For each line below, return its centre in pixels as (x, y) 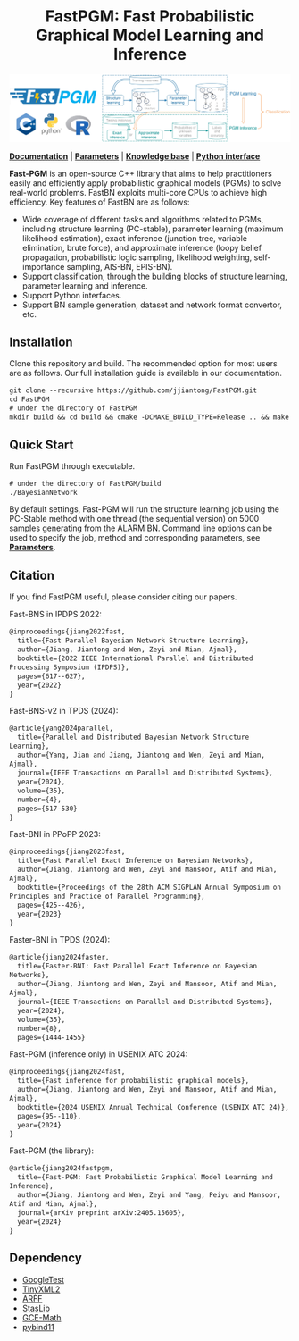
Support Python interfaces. (72, 295)
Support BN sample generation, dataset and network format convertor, (152, 305)
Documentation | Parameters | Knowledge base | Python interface (135, 156)
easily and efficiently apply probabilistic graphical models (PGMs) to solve (145, 183)
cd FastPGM (29, 399)
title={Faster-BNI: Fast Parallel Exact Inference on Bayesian (137, 966)
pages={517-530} (47, 809)
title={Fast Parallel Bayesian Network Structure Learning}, (133, 641)
